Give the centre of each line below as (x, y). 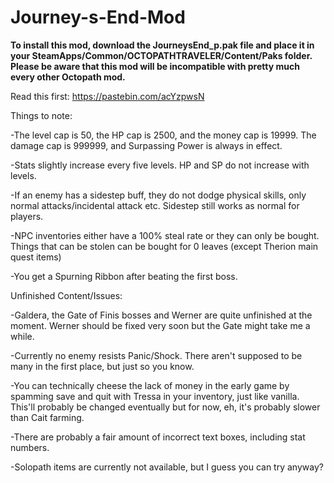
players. (27, 216)
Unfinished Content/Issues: (66, 295)
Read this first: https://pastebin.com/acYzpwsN (107, 96)
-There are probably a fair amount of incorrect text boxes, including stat (158, 437)
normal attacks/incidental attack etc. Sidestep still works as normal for (155, 205)
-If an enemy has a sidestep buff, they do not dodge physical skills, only (158, 195)
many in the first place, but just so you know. (102, 366)
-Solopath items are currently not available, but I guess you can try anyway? (167, 467)
